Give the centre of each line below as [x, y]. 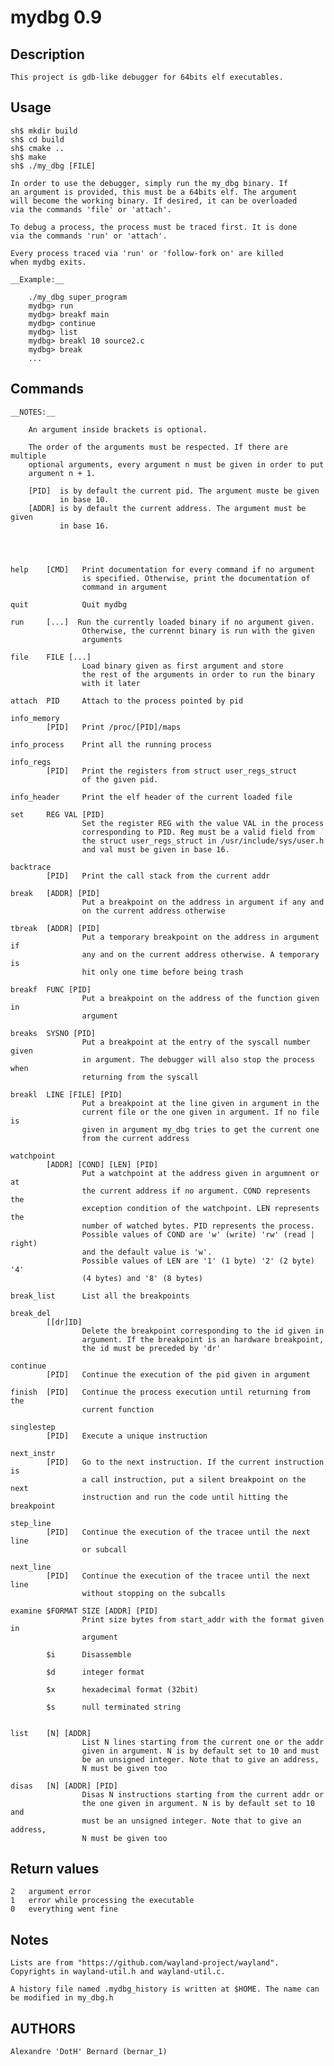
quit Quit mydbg [69, 604]
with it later [111, 683]
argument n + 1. [62, 473]
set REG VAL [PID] [57, 814]
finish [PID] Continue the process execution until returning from [160, 1392]
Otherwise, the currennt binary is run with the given [198, 631]
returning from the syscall [140, 1077]
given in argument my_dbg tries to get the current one [200, 1129]
